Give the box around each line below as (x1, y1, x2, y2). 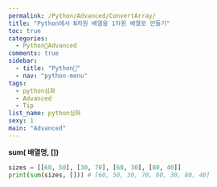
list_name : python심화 (8, 110, 81, 118)
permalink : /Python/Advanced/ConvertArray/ (8, 11, 157, 20)
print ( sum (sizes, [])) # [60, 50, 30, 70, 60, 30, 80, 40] (8, 171, 211, 179)
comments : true (8, 49, 59, 57)
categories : (8, 34, 48, 43)
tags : (8, 79, 27, 87)
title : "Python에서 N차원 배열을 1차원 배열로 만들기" (8, 19, 170, 27)
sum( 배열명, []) (8, 147, 59, 157)
